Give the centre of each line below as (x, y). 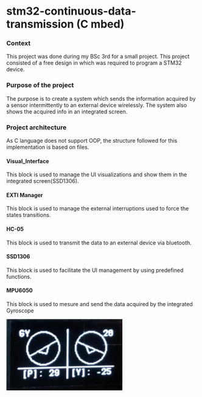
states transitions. (29, 215)
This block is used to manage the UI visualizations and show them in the (97, 174)
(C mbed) (100, 24)
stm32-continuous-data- (71, 11)
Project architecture (37, 127)
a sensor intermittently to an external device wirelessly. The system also (97, 105)
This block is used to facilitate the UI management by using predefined (95, 270)
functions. (19, 276)
